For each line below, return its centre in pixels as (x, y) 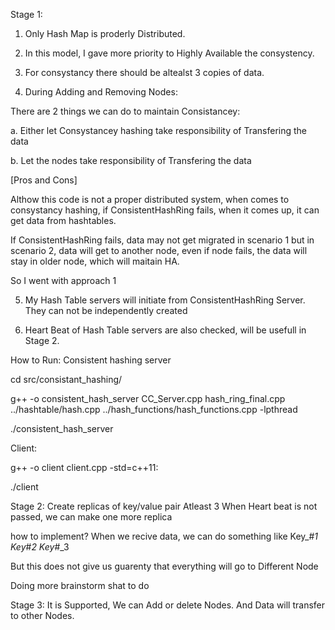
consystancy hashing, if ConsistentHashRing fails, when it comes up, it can (165, 210)
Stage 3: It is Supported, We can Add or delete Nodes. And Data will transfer (168, 605)
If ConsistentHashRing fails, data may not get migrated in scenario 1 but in (162, 240)
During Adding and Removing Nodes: (101, 92)
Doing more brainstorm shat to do (80, 585)
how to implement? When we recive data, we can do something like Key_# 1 (164, 536)
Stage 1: (26, 14)
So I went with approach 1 (63, 280)
